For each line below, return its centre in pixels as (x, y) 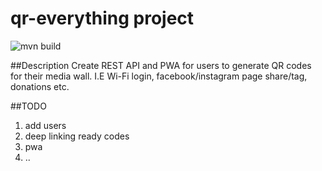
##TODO (28, 106)
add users (45, 125)
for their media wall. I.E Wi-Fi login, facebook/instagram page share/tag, (159, 76)
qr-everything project (102, 18)
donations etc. (40, 86)
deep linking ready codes (77, 136)
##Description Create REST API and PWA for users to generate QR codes (161, 65)
